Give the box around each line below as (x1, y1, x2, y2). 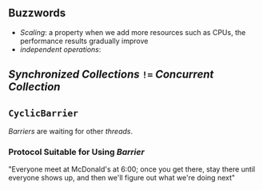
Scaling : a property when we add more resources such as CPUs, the (19, 27, 246, 37)
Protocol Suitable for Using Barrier (8, 146, 145, 157)
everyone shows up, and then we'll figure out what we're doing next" (8, 173, 236, 183)
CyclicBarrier (8, 107, 78, 119)
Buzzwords (8, 6, 66, 20)
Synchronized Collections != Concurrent (8, 68, 214, 81)
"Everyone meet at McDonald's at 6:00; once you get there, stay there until (8, 164, 256, 174)
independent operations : (19, 44, 102, 54)
